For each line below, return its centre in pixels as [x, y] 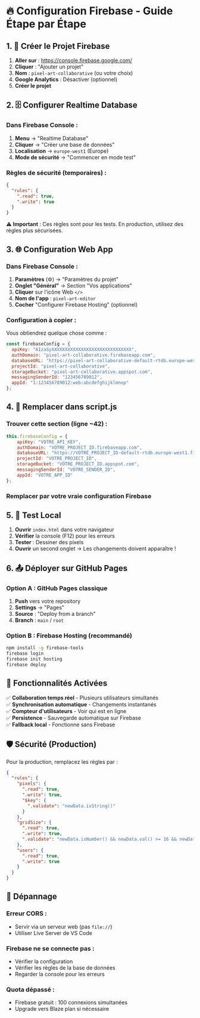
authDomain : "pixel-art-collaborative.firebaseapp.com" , [84, 355]
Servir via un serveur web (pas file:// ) [63, 927]
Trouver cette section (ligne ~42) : [57, 424]
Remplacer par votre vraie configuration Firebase [79, 496]
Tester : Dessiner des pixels [49, 542]
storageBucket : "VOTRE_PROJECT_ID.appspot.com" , [78, 464]
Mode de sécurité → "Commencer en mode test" [75, 157]
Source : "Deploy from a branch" [55, 614]
